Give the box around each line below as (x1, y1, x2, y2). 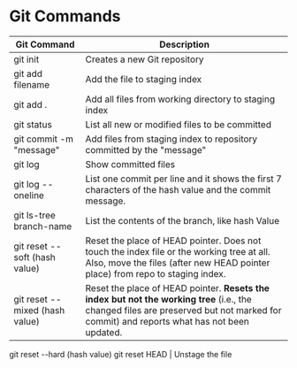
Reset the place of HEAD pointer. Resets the (85, 281, 270, 294)
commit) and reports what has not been (85, 315, 250, 327)
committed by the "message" (85, 143, 207, 156)
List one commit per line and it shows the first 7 (85, 172, 283, 185)
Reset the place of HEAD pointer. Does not (85, 234, 262, 247)
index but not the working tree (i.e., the (85, 293, 252, 305)
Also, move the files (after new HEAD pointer (85, 257, 270, 269)
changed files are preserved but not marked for (85, 303, 282, 316)
